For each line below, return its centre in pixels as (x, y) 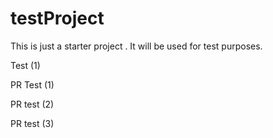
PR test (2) (32, 104)
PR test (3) (32, 123)
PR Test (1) (32, 84)
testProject (57, 18)
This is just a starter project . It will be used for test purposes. (136, 46)
